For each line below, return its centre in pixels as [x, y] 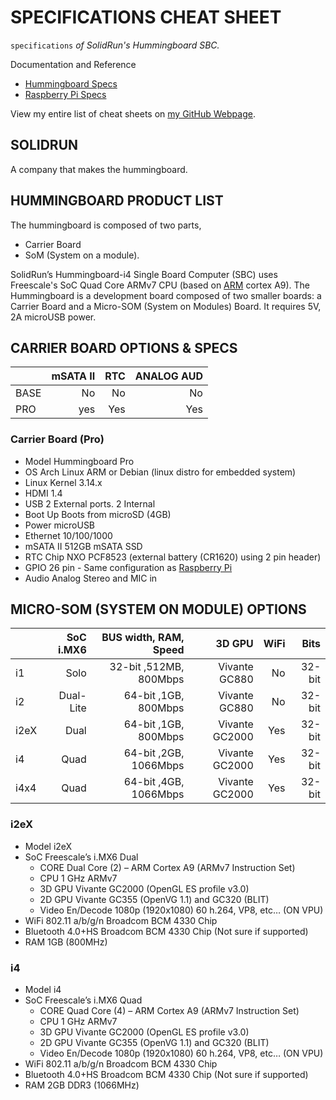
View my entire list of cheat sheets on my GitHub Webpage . [133, 113]
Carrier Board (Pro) [57, 439]
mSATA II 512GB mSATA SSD [83, 546]
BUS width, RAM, [143, 638]
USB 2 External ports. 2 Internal [90, 503]
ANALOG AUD [168, 376]
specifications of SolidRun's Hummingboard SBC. [115, 45]
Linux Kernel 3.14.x [63, 482]
